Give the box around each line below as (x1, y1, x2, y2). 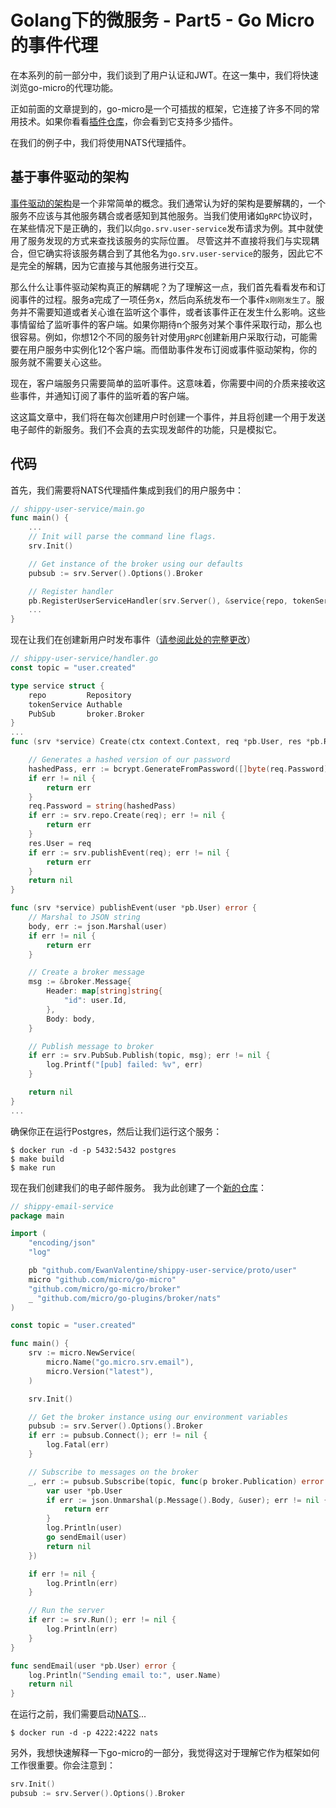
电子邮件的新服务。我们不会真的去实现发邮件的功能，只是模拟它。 (10, 423, 282, 435)
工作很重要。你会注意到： (10, 1759, 116, 1771)
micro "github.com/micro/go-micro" (28, 1274, 177, 1285)
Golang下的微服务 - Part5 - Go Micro (10, 9, 315, 32)
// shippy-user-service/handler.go (10, 654, 159, 664)
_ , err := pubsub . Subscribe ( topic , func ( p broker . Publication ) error (28, 1476, 325, 1486)
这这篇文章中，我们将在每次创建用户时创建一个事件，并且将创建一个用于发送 (10, 411, 326, 423)
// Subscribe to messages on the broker (28, 1467, 199, 1477)
